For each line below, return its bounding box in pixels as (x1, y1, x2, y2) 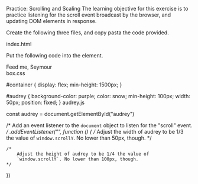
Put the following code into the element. (6, 52, 103, 59)
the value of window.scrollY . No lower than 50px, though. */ (6, 134, 152, 141)
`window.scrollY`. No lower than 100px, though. (17, 156, 139, 162)
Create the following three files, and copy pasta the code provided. (6, 29, 170, 36)
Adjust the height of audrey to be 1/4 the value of (17, 151, 150, 157)
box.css (6, 70, 25, 76)
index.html (6, 41, 32, 47)
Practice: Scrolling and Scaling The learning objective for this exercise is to (6, 5, 189, 12)
